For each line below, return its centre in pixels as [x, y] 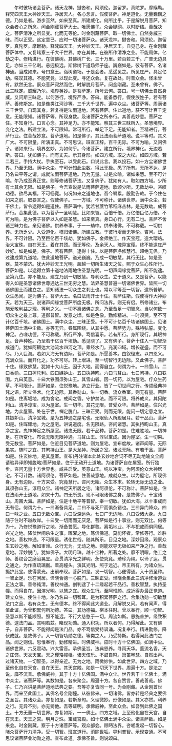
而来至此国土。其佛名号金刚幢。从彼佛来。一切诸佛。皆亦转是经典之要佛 [90, 693]
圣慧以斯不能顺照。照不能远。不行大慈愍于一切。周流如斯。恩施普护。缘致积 [86, 616]
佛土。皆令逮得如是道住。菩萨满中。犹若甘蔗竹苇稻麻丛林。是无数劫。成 [86, 206]
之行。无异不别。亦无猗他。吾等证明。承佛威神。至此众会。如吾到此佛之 [81, 706]
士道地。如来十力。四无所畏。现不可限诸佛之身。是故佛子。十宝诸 [92, 495]
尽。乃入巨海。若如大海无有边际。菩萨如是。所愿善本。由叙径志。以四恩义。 [86, 354]
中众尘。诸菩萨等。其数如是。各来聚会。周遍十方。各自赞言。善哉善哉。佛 [84, 680]
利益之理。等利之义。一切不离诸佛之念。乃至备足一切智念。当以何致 [90, 309]
